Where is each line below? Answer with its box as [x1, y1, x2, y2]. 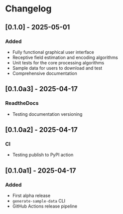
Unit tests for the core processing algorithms [12, 59, 105, 65]
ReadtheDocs [5, 100, 39, 107]
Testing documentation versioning [12, 111, 83, 117]
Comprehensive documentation [12, 70, 77, 76]
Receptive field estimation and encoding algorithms [12, 54, 118, 60]
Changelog [5, 3, 52, 14]
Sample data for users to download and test [12, 65, 103, 71]
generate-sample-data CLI [12, 198, 66, 204]
